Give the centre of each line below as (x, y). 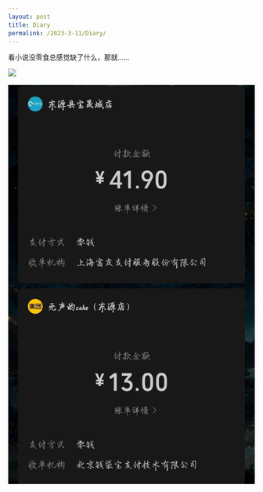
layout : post (29, 16)
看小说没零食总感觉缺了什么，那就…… (69, 57)
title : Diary (29, 25)
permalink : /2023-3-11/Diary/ (58, 33)
